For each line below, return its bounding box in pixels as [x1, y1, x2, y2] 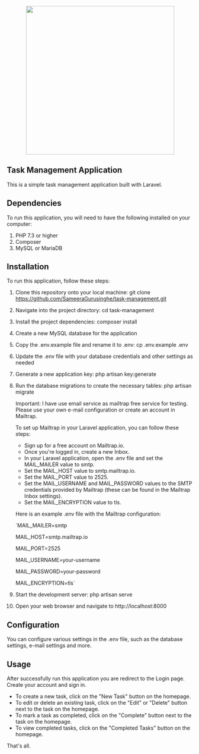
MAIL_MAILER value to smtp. [24, 461, 95, 468]
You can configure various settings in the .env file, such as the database [7, 636, 183, 643]
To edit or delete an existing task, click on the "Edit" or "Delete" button [15, 699, 188, 706]
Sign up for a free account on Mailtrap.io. [24, 442, 125, 449]
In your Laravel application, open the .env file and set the [24, 455, 163, 462]
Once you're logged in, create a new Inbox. [24, 448, 130, 455]
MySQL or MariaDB [15, 244, 63, 252]
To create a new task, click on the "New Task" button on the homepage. [15, 693, 191, 700]
